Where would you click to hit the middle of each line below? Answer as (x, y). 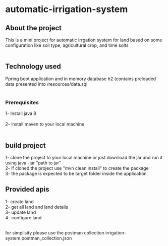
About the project (34, 28)
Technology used (33, 67)
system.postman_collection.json (39, 238)
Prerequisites (22, 102)
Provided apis (27, 189)
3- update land (21, 212)
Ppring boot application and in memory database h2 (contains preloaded (81, 79)
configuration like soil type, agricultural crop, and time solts (67, 45)
